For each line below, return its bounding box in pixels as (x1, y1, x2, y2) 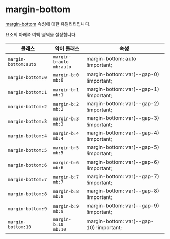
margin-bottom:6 (8, 162, 47, 168)
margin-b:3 (53, 115, 79, 122)
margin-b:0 (53, 72, 79, 78)
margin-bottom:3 (8, 118, 47, 124)
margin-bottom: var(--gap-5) (86, 143, 159, 150)
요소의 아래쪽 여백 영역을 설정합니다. (5, 31, 77, 37)
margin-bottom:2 (8, 104, 47, 109)
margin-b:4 (53, 130, 79, 136)
